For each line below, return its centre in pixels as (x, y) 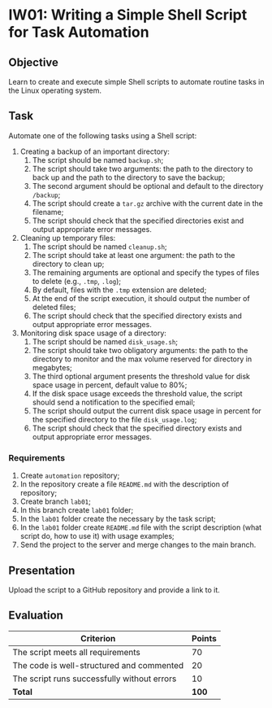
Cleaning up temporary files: (68, 238)
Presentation (42, 570)
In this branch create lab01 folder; (77, 510)
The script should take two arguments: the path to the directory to (142, 168)
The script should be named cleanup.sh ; (100, 247)
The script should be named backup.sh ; (98, 160)
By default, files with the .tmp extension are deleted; (119, 290)
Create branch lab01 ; (55, 501)
